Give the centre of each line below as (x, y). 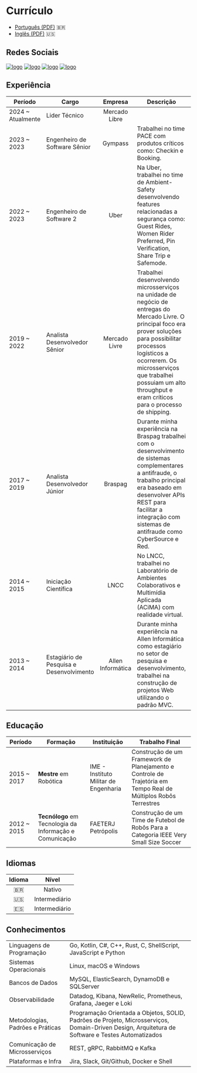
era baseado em (159, 487)
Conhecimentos (36, 929)
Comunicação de (33, 1045)
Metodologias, (29, 1020)
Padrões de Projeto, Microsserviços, (119, 1020)
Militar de (103, 781)
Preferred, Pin (156, 241)
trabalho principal (161, 480)
